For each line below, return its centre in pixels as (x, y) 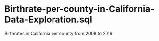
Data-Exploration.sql (48, 20)
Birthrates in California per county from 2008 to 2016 (59, 33)
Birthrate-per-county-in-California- (79, 9)
